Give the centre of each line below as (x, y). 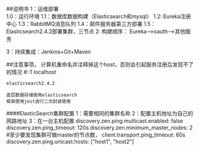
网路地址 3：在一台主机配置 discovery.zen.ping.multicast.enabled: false (95, 121)
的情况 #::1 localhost (31, 72)
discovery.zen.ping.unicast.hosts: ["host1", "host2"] (70, 141)
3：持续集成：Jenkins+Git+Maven (49, 52)
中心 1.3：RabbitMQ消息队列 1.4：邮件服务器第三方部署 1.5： (81, 24)
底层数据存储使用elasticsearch (42, 95)
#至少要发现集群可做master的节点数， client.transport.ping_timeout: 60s (96, 135)
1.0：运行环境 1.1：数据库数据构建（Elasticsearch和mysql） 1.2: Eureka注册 (99, 16)
